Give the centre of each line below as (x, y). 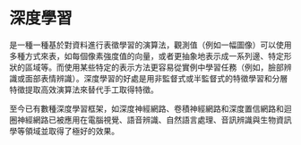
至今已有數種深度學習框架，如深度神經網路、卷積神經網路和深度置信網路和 (146, 108)
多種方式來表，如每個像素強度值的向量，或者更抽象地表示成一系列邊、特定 (146, 55)
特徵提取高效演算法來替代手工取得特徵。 (84, 90)
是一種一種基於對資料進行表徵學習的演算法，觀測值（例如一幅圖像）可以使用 (150, 45)
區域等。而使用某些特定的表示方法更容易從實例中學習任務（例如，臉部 (154, 67)
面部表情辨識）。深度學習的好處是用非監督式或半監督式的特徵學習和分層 (156, 78)
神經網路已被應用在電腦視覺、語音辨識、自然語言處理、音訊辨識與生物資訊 (154, 119)
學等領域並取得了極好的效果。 (64, 131)
